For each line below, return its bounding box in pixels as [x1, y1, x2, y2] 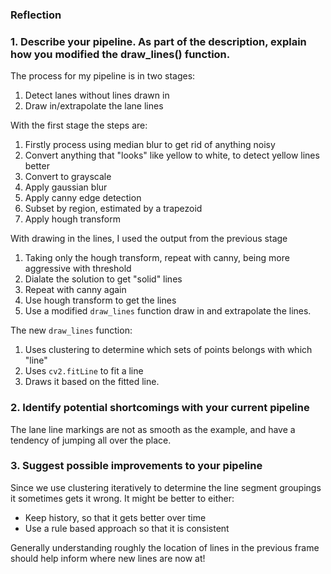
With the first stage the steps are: [10, 119, 148, 132]
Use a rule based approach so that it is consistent [24, 522, 230, 534]
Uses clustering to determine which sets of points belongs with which [24, 344, 313, 356]
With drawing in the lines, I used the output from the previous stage [10, 233, 288, 245]
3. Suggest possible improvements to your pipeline [10, 459, 263, 473]
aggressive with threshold [24, 263, 132, 275]
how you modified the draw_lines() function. [10, 47, 231, 61]
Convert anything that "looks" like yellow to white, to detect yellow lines [24, 149, 320, 162]
